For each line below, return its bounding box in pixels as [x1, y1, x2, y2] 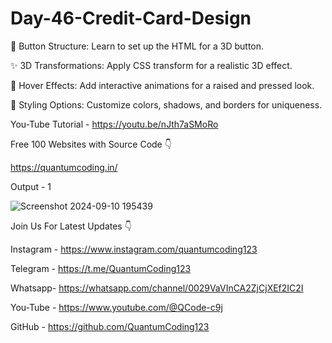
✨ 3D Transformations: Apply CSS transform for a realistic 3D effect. [10, 59, 293, 71]
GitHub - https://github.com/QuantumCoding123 [10, 320, 210, 332]
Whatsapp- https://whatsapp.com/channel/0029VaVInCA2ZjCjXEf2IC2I [10, 282, 304, 294]
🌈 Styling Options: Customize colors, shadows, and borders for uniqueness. [10, 98, 323, 111]
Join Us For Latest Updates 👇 [10, 220, 132, 232]
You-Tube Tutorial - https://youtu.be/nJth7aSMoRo [10, 118, 219, 130]
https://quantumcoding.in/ [10, 161, 118, 173]
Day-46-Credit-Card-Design [10, 7, 252, 30]
